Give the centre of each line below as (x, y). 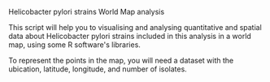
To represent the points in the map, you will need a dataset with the (121, 60)
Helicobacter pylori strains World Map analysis (87, 12)
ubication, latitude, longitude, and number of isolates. (98, 69)
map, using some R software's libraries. (74, 45)
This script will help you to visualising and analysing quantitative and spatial (135, 27)
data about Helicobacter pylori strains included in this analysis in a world (130, 36)
